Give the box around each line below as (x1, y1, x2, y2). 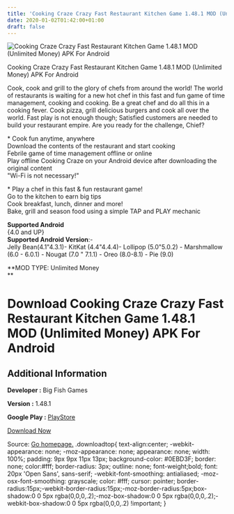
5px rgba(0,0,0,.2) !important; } (77, 499, 166, 508)
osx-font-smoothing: (7, 477, 67, 485)
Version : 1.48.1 (7, 400, 52, 408)
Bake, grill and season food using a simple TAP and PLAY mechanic (7, 207, 201, 216)
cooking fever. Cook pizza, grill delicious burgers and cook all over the (7, 106, 210, 115)
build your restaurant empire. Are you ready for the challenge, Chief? (7, 121, 205, 130)
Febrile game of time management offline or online (7, 149, 153, 157)
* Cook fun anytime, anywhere (7, 134, 95, 143)
